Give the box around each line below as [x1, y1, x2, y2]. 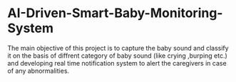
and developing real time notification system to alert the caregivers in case [7, 58, 227, 67]
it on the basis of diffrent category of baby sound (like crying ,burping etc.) [7, 51, 228, 60]
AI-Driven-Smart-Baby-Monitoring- [7, 5, 223, 21]
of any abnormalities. [7, 66, 70, 75]
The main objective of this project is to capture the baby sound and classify [7, 43, 230, 52]
